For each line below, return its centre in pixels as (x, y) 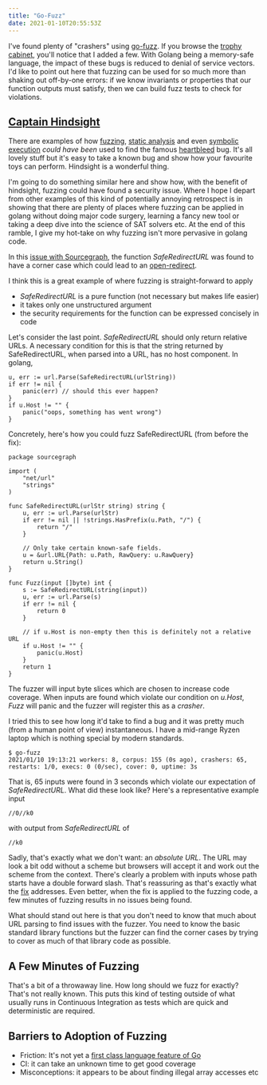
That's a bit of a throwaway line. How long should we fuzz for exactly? (124, 986)
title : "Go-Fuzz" (37, 16)
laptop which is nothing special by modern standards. (96, 738)
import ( (23, 471)
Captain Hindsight (54, 122)
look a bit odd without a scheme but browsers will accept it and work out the (134, 866)
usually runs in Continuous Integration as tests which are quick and (118, 1003)
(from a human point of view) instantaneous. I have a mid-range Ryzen (124, 730)
